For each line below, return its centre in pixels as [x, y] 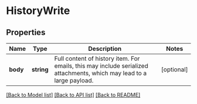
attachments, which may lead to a [101, 73]
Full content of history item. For [97, 58]
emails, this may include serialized [101, 66]
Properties [26, 32]
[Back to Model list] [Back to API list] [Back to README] [73, 95]
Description [105, 49]
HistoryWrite [38, 11]
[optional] [174, 70]
